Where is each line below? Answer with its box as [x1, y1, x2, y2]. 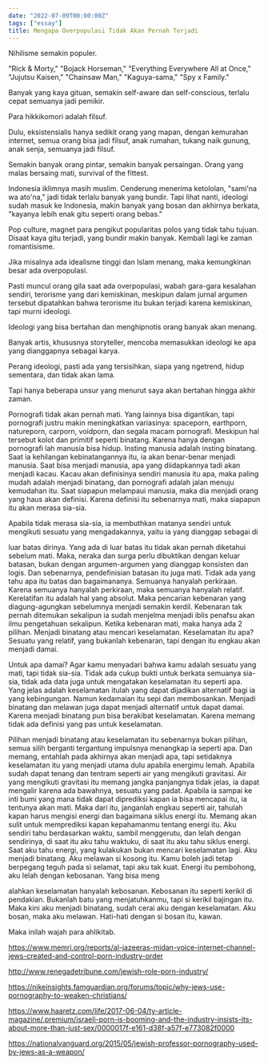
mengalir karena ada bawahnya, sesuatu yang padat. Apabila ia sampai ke [8, 786, 253, 795]
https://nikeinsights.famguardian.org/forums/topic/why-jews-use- [8, 982, 226, 992]
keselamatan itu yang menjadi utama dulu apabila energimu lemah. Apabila [8, 760, 255, 770]
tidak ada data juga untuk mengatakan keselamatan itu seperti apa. [21, 677, 242, 687]
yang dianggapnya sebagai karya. [8, 346, 120, 356]
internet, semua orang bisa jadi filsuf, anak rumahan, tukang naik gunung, [8, 136, 250, 145]
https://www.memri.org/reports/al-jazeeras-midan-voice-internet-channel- [8, 942, 256, 952]
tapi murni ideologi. [8, 307, 72, 317]
